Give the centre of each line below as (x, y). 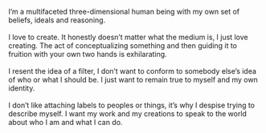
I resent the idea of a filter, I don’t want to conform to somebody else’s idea (133, 71)
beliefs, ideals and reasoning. (57, 20)
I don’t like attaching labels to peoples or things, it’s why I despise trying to (132, 105)
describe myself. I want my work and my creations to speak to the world (128, 114)
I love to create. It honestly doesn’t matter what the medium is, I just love (128, 37)
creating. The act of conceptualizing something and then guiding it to (123, 46)
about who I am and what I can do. (65, 122)
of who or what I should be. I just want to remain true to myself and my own (133, 80)
